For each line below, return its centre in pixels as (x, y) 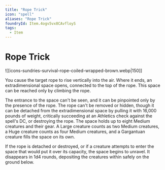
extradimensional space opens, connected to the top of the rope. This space (83, 85)
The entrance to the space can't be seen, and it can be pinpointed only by (80, 100)
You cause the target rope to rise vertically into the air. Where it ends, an (79, 80)
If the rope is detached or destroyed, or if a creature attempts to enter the (80, 146)
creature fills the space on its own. (40, 136)
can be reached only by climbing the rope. (48, 90)
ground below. (20, 162)
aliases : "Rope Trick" (28, 19)
